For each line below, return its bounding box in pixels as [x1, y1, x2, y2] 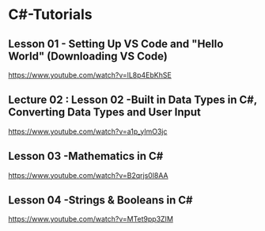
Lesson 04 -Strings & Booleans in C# [8, 194, 193, 207]
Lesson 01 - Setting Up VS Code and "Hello [8, 37, 224, 51]
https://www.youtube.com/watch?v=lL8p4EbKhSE [8, 70, 172, 80]
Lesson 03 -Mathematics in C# [8, 150, 164, 163]
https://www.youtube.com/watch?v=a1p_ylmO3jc [8, 127, 168, 136]
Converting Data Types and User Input [8, 105, 202, 119]
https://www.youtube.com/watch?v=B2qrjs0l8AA [8, 170, 168, 180]
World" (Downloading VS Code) [8, 49, 168, 62]
